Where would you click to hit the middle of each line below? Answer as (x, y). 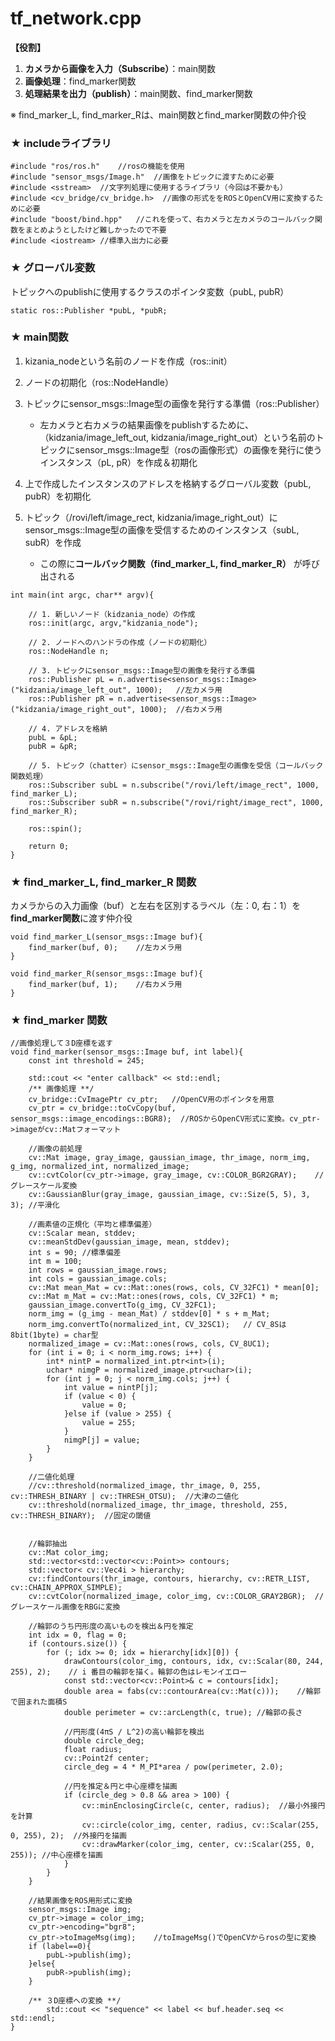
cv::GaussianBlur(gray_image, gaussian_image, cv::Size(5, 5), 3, (169, 1195)
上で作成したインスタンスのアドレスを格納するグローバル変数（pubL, (168, 483)
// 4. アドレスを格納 (68, 728)
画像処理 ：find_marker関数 (80, 81)
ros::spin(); (55, 828)
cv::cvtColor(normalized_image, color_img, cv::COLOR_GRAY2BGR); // (176, 1597)
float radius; (93, 1750)
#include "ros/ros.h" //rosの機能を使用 (97, 167)
